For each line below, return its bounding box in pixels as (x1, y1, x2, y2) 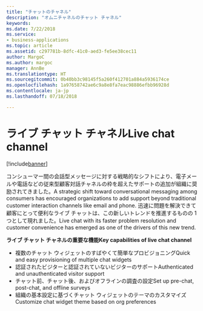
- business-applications (6, 37, 69, 43)
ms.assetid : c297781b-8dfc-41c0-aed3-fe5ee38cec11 (6, 48, 137, 55)
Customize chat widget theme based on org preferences (15, 298, 156, 305)
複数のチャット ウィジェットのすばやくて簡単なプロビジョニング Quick (15, 249, 191, 256)
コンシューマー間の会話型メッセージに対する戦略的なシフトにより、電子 (6, 172, 187, 179)
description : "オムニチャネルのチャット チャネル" (6, 15, 122, 21)
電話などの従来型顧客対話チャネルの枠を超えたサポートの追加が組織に (16, 180, 192, 187)
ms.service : (6, 32, 36, 38)
